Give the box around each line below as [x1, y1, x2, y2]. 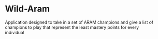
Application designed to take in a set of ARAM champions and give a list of [5, 19, 154, 25]
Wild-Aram [5, 3, 50, 14]
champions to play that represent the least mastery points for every [5, 24, 139, 30]
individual [5, 29, 24, 35]
